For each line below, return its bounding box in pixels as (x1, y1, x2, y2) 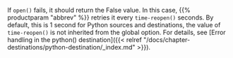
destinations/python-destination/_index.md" (7, 43, 136, 51)
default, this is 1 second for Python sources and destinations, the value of (7, 21, 221, 29)
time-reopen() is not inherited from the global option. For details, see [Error (7, 28, 226, 36)
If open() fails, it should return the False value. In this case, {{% (7, 6, 191, 14)
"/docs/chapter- (143, 36, 191, 44)
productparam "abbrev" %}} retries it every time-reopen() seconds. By (7, 13, 214, 22)
